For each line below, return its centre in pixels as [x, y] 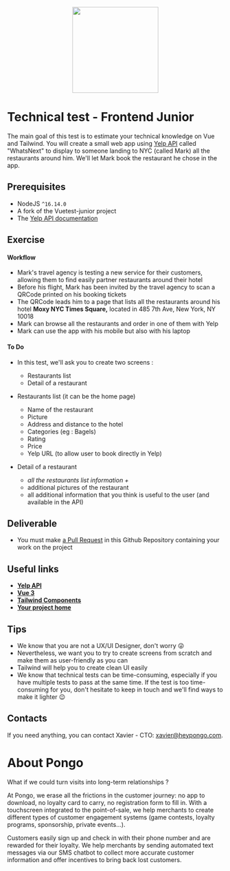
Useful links [33, 569]
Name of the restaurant [60, 409]
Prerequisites [36, 187]
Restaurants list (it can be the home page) [76, 396]
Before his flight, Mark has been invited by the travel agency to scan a [116, 287]
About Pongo [45, 763]
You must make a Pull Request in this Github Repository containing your [118, 540]
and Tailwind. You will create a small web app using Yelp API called [102, 143]
